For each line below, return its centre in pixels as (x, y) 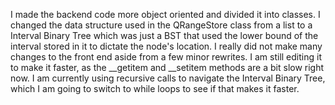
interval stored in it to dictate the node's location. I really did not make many (166, 46)
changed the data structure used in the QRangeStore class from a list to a (161, 25)
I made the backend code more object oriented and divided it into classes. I (165, 14)
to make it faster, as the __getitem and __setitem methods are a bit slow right (167, 67)
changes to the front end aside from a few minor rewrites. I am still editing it (166, 57)
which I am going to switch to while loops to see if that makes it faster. (155, 88)
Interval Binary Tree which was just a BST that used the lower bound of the (164, 35)
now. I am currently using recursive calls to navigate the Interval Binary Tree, (168, 78)
